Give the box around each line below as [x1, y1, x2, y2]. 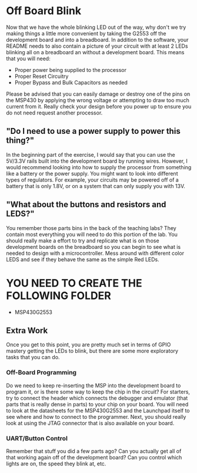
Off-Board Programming [6, 369, 77, 377]
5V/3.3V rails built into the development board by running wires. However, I [6, 157, 188, 165]
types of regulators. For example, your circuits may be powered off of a [6, 176, 179, 183]
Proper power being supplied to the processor [14, 66, 126, 73]
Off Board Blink [6, 4, 81, 18]
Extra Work [6, 326, 48, 336]
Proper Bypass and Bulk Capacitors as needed [14, 78, 128, 86]
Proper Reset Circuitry [14, 73, 69, 80]
